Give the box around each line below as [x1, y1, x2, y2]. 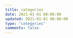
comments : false [5, 26, 39, 31]
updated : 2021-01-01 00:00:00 [5, 16, 68, 21]
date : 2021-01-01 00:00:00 [5, 12, 61, 17]
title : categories [5, 7, 43, 12]
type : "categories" [5, 21, 46, 26]
